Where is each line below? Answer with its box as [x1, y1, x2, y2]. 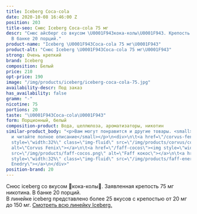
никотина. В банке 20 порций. [6, 189, 81, 196]
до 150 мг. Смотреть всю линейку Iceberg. [6, 202, 113, 208]
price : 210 [6, 69, 33, 74]
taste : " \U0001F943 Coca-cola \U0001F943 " [6, 112, 107, 118]
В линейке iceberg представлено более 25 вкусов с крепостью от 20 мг [6, 195, 188, 202]
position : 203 [6, 19, 41, 25]
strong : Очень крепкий [6, 52, 62, 58]
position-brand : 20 [6, 167, 54, 173]
